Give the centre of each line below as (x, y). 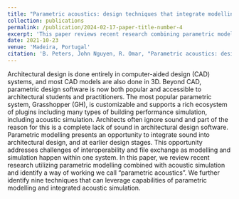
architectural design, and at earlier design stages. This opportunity (105, 142)
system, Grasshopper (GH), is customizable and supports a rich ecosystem (117, 104)
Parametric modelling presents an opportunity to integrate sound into (108, 134)
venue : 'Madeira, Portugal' (49, 47)
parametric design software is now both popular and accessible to (104, 89)
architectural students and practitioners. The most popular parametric (110, 96)
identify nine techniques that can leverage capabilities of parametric (107, 180)
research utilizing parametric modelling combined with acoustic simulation (116, 165)
